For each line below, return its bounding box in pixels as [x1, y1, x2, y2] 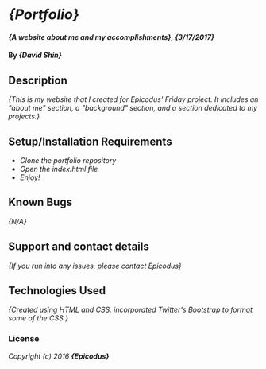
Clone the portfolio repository [19, 156, 117, 165]
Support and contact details [8, 240, 149, 254]
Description [8, 73, 67, 87]
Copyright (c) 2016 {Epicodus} [8, 352, 110, 361]
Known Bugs [8, 196, 73, 209]
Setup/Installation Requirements [8, 134, 172, 148]
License [8, 333, 40, 344]
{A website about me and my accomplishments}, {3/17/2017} [8, 32, 215, 41]
